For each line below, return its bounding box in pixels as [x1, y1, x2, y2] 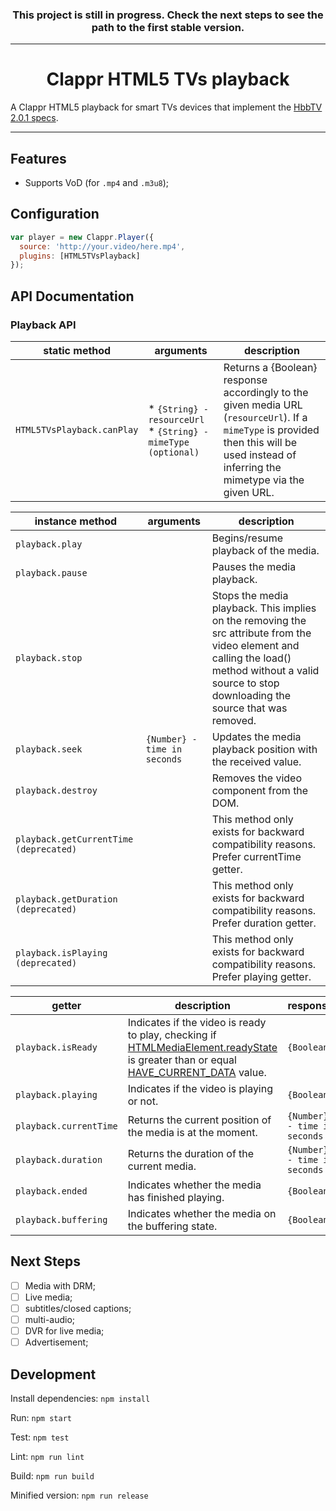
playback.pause [15, 568, 88, 579]
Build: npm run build [10, 1470, 95, 1482]
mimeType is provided [223, 423, 320, 437]
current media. [127, 1159, 197, 1173]
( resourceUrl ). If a [223, 411, 308, 425]
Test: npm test [10, 1431, 70, 1443]
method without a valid [211, 664, 320, 678]
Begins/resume [211, 531, 284, 545]
